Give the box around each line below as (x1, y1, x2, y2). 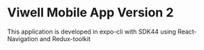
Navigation (7, 34, 38, 42)
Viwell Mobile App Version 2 (7, 5, 174, 21)
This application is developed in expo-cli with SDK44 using (7, 27, 176, 36)
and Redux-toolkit (39, 34, 91, 42)
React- (177, 27, 197, 36)
